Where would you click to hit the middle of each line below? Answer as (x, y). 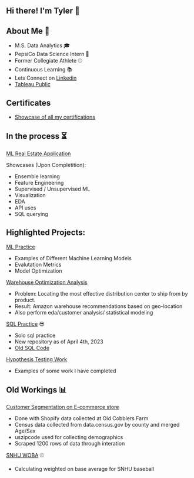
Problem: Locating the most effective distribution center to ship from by (101, 293)
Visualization (30, 195)
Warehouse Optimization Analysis (47, 282)
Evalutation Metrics (38, 264)
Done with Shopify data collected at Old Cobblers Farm (81, 418)
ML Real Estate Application (39, 153)
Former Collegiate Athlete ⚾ (48, 61)
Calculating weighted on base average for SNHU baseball (84, 469)
